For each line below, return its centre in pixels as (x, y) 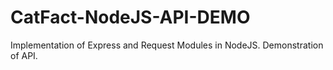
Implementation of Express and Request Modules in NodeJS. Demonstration (167, 45)
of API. (24, 55)
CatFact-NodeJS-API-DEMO (130, 17)
